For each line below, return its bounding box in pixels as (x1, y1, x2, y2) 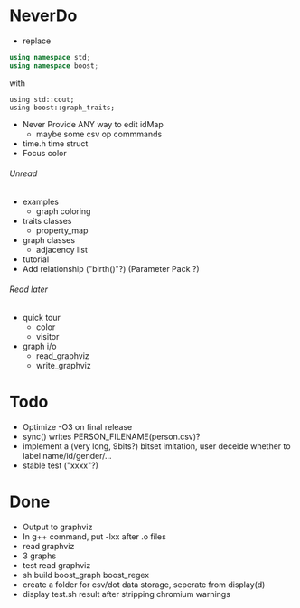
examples (22, 196, 59, 207)
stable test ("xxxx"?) (22, 460, 99, 471)
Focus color (22, 147, 67, 158)
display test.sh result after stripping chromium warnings (22, 588, 230, 599)
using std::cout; (9, 95, 75, 104)
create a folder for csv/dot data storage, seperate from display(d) (22, 579, 266, 590)
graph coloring (35, 205, 91, 217)
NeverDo (9, 5, 78, 26)
